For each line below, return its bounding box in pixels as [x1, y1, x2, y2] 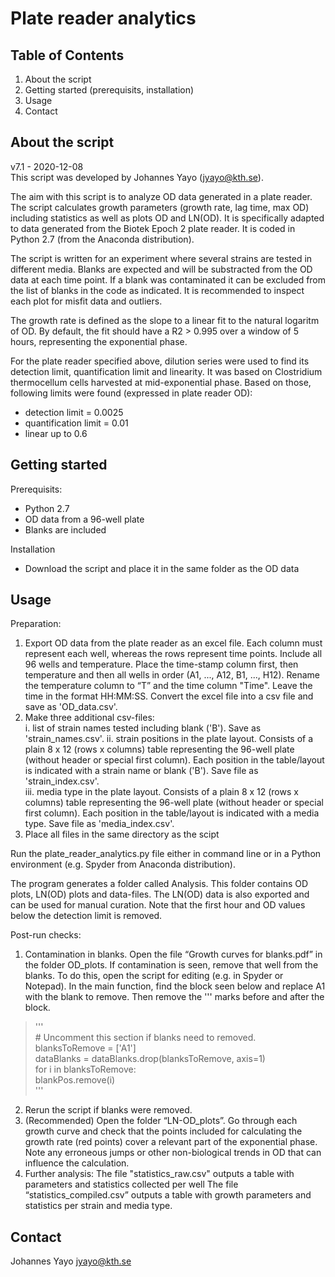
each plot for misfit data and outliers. [10, 295, 163, 307]
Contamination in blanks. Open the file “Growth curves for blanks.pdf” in [24, 948, 323, 961]
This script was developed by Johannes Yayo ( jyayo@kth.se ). [10, 171, 264, 183]
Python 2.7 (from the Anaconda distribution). [10, 233, 195, 245]
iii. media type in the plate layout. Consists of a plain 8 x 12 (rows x [24, 786, 299, 798]
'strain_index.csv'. [24, 775, 100, 787]
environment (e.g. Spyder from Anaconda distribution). [10, 858, 236, 871]
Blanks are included [24, 523, 107, 536]
